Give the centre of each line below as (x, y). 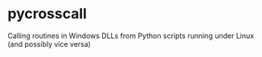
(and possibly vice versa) (49, 44)
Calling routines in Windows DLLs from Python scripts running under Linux (131, 36)
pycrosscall (47, 14)
